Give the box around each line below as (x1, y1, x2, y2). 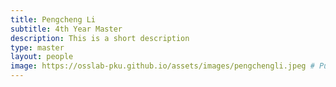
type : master (10, 42, 65, 53)
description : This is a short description (10, 33, 190, 43)
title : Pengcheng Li (10, 14, 97, 25)
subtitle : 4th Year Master (10, 24, 123, 34)
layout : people (10, 52, 74, 62)
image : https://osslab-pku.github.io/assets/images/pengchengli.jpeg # (10, 61, 315, 71)
